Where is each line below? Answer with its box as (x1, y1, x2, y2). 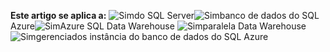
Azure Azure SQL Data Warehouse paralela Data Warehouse (10, 20, 307, 32)
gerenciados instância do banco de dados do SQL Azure (35, 31, 269, 42)
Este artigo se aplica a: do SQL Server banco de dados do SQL (10, 10, 320, 21)
